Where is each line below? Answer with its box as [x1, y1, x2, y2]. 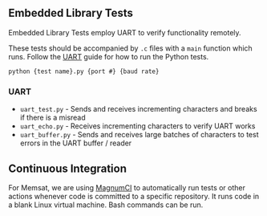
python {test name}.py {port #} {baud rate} [8, 67, 160, 75]
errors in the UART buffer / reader [19, 138, 132, 148]
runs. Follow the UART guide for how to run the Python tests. [8, 51, 209, 61]
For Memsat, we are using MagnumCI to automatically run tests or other [8, 182, 246, 192]
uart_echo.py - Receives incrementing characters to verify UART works [19, 121, 256, 131]
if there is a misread [19, 112, 86, 123]
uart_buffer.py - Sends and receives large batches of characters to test [19, 130, 259, 140]
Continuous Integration [8, 161, 127, 175]
